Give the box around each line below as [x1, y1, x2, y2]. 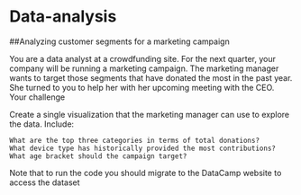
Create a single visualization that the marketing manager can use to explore [9, 109, 290, 120]
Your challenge [9, 92, 66, 102]
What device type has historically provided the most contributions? [9, 144, 277, 153]
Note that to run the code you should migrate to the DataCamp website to [9, 167, 282, 178]
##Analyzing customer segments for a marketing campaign [9, 36, 230, 47]
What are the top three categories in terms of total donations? [9, 136, 260, 145]
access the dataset [9, 177, 80, 188]
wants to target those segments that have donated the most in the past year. [9, 72, 293, 83]
